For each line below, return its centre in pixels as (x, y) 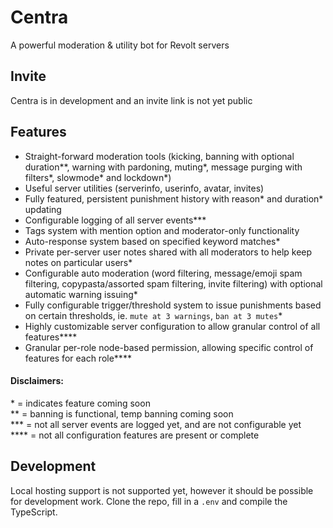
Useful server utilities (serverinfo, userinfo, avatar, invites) (144, 188)
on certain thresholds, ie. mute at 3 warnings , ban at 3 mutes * (153, 315)
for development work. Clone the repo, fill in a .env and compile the (149, 501)
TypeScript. (34, 512)
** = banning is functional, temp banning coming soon (122, 413)
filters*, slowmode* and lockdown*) (98, 177)
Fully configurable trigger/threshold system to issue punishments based (173, 305)
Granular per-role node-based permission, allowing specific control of (169, 347)
